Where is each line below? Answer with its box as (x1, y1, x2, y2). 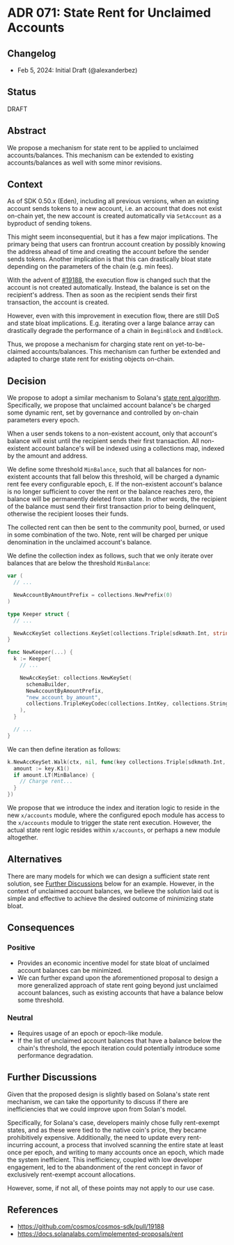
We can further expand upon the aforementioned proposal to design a (17, 974, 219, 982)
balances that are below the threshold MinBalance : (7, 559, 151, 567)
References (7, 1204, 58, 1216)
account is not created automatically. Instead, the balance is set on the (7, 283, 210, 292)
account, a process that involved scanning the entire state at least (34, 1140, 224, 1149)
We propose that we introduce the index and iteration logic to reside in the (7, 804, 220, 812)
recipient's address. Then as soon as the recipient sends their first (7, 291, 198, 299)
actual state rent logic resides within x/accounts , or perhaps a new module (7, 826, 221, 834)
